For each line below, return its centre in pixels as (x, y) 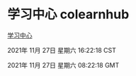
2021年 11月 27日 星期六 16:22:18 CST (62, 50)
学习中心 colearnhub (68, 14)
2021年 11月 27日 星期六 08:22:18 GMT (63, 65)
